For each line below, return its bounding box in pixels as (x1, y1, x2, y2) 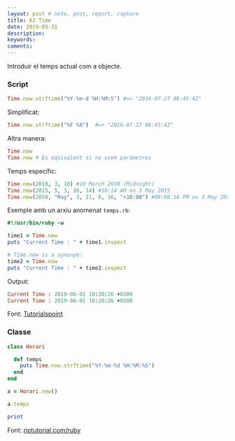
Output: (7, 277, 29, 286)
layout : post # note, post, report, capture (7, 10, 139, 17)
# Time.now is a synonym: (7, 251, 83, 259)
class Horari (7, 343, 45, 350)
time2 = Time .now (7, 258, 58, 265)
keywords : (7, 36, 36, 43)
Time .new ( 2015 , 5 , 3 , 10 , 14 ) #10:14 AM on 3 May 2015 (7, 187, 171, 194)
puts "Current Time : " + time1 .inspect (7, 239, 127, 246)
